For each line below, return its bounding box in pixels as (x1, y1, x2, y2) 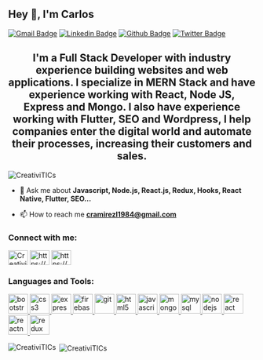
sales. (116, 150, 148, 163)
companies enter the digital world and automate (12, 125, 252, 138)
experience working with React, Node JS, (28, 88, 236, 102)
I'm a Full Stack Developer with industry (32, 52, 232, 65)
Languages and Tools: (8, 275, 94, 286)
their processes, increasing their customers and (11, 137, 253, 151)
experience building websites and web (35, 64, 228, 77)
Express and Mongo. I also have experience (23, 100, 241, 114)
